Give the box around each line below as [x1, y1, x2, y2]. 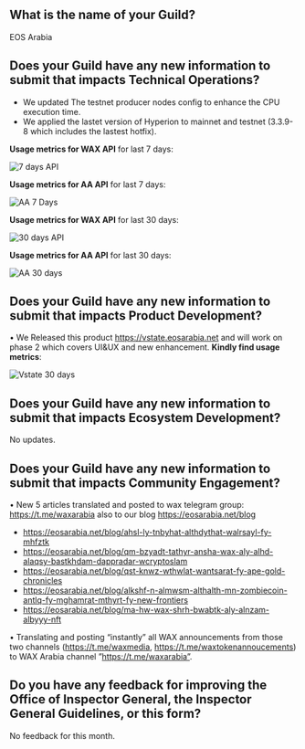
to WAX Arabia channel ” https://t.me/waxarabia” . [9, 651, 193, 662]
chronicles [22, 575, 63, 586]
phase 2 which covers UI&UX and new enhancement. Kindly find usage [9, 342, 280, 353]
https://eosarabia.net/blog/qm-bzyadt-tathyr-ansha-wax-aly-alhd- [22, 546, 274, 557]
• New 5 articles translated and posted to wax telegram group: [9, 500, 245, 511]
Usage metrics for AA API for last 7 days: [9, 178, 166, 190]
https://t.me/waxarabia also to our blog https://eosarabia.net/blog [9, 509, 257, 520]
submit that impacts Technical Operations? [9, 72, 260, 88]
